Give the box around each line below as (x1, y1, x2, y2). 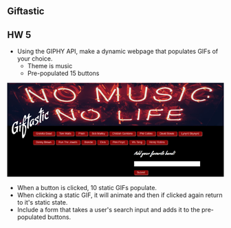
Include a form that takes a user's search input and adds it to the (16, 205, 201, 214)
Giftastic (7, 6, 45, 17)
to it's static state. (16, 198, 68, 206)
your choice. (16, 54, 53, 63)
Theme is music (27, 62, 73, 70)
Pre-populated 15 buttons (27, 69, 100, 78)
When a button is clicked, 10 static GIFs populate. (16, 183, 157, 191)
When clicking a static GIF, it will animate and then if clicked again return (16, 191, 223, 199)
